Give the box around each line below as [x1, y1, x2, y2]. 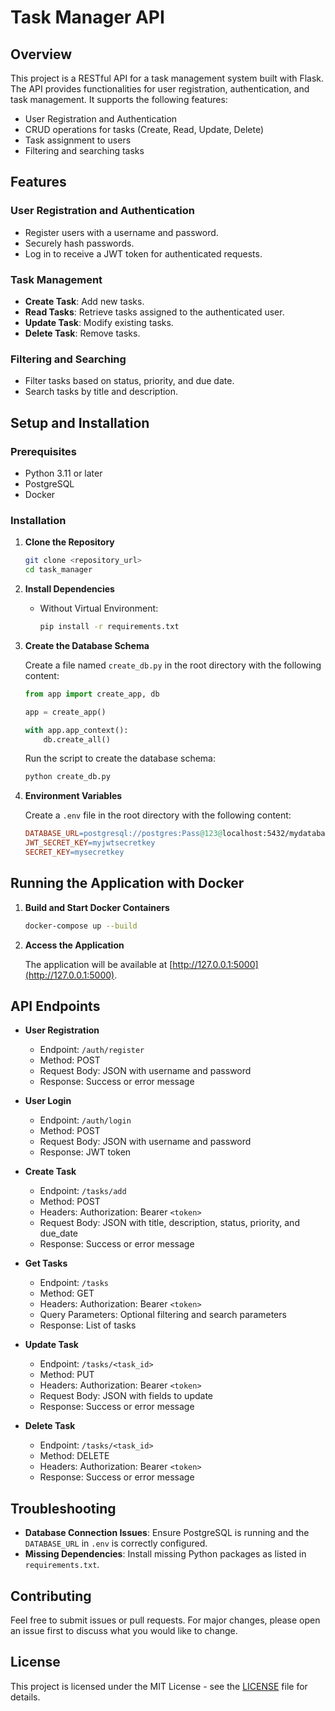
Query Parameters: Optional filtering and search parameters [39, 1309, 287, 1321]
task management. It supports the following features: [10, 94, 228, 105]
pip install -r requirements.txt [39, 622, 180, 632]
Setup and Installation [10, 414, 150, 431]
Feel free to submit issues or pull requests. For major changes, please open [10, 1614, 321, 1626]
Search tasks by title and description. [24, 386, 179, 398]
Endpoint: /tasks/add [39, 1185, 127, 1197]
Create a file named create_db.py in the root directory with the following [24, 659, 322, 671]
